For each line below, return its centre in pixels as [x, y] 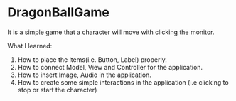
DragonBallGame [59, 12]
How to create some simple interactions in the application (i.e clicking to [123, 82]
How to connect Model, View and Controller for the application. [110, 67]
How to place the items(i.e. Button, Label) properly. [92, 59]
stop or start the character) [57, 90]
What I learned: [30, 46]
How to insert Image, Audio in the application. [84, 75]
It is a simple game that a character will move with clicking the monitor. [111, 32]
